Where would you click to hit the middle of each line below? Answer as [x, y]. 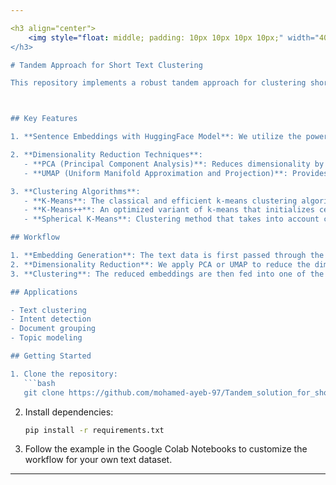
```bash [39, 383]
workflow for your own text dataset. [98, 460]
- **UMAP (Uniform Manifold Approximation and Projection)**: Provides [176, 173]
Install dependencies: [69, 412]
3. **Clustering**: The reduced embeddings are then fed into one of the [167, 274]
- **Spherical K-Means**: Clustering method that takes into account [171, 219]
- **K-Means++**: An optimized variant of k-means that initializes [169, 210]
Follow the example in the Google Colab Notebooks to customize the [166, 449]
